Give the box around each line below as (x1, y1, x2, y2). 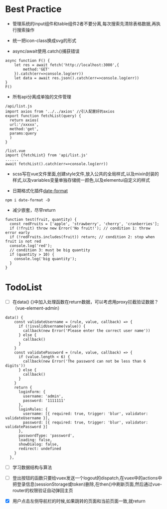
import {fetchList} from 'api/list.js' (5, 152, 88, 158)
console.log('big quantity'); (14, 256, 77, 261)
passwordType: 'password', (18, 433, 75, 438)
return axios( (9, 117, 39, 123)
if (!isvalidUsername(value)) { (18, 324, 86, 329)
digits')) (5, 363, 26, 368)
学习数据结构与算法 (12, 464, 52, 470)
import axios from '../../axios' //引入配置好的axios (5, 109, 115, 114)
